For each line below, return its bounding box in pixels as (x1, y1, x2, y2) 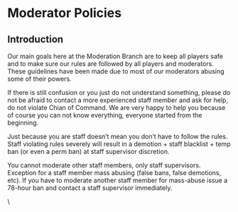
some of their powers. (7, 74, 72, 83)
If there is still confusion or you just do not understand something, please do (7, 89, 231, 96)
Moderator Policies (7, 5, 122, 21)
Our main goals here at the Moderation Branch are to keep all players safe (7, 52, 224, 60)
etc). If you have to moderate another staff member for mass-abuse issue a (7, 176, 228, 184)
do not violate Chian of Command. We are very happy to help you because (7, 104, 226, 111)
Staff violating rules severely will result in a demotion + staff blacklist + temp (7, 140, 231, 148)
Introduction (7, 33, 64, 45)
